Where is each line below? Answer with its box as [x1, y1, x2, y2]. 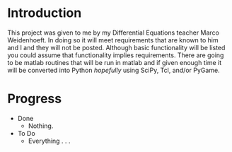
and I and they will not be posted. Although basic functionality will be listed [7, 43, 226, 52]
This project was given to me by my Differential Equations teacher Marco [7, 28, 219, 37]
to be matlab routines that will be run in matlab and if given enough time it [7, 58, 221, 66]
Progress [7, 90, 62, 107]
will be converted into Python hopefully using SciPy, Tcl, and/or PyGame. [7, 66, 221, 74]
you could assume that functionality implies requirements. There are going [7, 51, 224, 59]
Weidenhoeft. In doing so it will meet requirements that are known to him [7, 35, 219, 44]
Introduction [7, 5, 82, 21]
